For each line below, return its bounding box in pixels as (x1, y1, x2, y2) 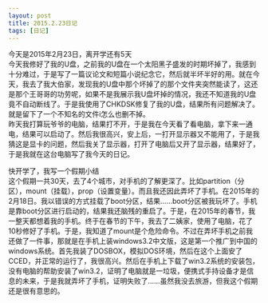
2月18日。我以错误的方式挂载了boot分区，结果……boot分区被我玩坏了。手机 (8, 197, 258, 206)
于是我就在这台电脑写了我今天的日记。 (8, 150, 134, 159)
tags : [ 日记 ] (8, 26, 49, 34)
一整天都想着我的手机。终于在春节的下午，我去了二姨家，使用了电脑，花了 (8, 217, 253, 226)
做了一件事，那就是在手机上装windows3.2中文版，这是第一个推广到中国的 (14, 237, 258, 246)
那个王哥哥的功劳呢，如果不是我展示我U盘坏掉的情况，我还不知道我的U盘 (14, 90, 257, 99)
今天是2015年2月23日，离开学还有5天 (8, 50, 132, 59)
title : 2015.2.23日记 (8, 19, 78, 27)
